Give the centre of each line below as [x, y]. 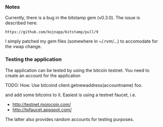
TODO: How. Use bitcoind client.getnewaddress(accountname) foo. [74, 85]
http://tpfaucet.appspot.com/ [42, 110]
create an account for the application [43, 75]
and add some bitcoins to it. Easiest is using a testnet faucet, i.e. [71, 95]
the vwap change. [24, 47]
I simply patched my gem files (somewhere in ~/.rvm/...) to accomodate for [81, 41]
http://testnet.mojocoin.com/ [41, 104]
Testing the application [33, 60]
